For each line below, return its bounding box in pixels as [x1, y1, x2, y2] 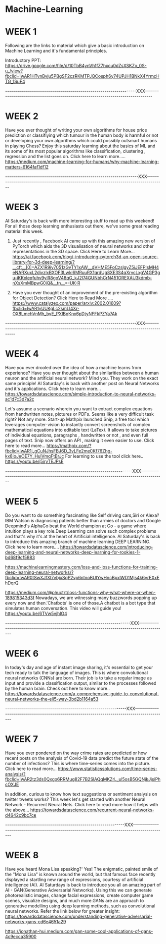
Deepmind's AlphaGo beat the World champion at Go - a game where [5, 523, 147, 529]
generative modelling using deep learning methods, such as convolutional [5, 903, 156, 909]
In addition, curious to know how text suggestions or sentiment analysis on [5, 791, 157, 797]
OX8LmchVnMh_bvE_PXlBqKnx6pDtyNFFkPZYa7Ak [12, 311, 118, 317]
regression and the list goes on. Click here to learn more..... [5, 154, 126, 160]
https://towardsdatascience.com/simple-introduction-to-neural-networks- [5, 390, 157, 397]
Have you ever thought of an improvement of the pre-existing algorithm [12, 290, 158, 295]
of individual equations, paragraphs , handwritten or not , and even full [5, 432, 149, 438]
